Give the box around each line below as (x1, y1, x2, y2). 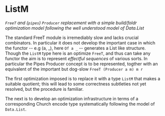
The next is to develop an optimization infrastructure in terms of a (5, 95, 138, 102)
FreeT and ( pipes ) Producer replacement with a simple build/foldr (5, 20, 137, 26)
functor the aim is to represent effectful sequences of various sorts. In (5, 55, 148, 61)
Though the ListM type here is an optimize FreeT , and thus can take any (5, 50, 151, 56)
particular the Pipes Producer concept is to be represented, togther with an (5, 61, 158, 67)
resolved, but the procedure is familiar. (5, 86, 84, 92)
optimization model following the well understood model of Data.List (5, 25, 144, 31)
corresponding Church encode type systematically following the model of (5, 101, 155, 107)
